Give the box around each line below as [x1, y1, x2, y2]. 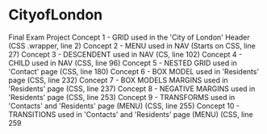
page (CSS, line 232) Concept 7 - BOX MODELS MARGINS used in [8, 75, 228, 85]
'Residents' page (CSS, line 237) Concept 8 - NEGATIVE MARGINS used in [8, 83, 256, 94]
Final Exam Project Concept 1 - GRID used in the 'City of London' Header [8, 32, 250, 42]
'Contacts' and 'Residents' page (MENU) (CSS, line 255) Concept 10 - [8, 101, 240, 111]
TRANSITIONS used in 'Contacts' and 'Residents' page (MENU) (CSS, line [8, 109, 253, 119]
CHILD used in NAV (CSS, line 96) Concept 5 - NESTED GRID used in [8, 58, 238, 68]
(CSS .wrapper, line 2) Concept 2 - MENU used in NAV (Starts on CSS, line [8, 40, 256, 50]
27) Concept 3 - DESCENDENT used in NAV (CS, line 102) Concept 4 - [8, 49, 243, 59]
